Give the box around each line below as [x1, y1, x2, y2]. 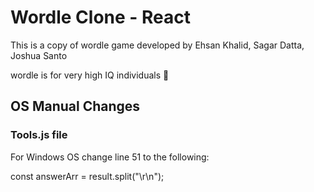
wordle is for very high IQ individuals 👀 [10, 69, 170, 81]
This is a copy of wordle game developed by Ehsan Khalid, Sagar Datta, [10, 39, 305, 51]
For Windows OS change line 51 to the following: [10, 151, 210, 163]
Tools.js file [10, 128, 68, 142]
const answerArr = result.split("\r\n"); [10, 170, 165, 182]
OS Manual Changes [10, 98, 141, 115]
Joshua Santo [10, 49, 68, 61]
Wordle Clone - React [10, 6, 192, 29]
